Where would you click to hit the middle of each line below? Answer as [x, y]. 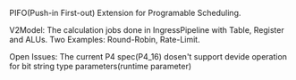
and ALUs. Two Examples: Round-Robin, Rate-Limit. [105, 40]
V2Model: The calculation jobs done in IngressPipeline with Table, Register [147, 30]
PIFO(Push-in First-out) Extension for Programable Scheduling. [125, 13]
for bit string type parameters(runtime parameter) [101, 66]
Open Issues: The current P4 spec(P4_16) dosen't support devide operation [148, 56]
